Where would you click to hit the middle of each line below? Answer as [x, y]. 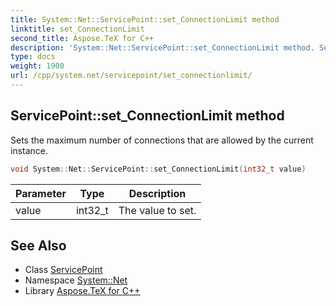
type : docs [33, 57]
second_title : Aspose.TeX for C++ [82, 38]
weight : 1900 [37, 66]
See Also [38, 245]
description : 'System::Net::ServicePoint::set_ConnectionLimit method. [162, 47]
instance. [29, 150]
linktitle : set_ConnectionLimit [77, 29]
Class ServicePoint [63, 270]
